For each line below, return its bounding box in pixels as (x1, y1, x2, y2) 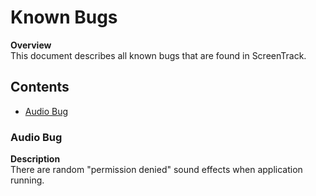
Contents (10, 79, 70, 96)
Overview (10, 39, 52, 51)
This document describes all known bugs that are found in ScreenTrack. (10, 49, 307, 61)
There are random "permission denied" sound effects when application (10, 164, 303, 176)
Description (10, 153, 61, 165)
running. (10, 174, 45, 186)
